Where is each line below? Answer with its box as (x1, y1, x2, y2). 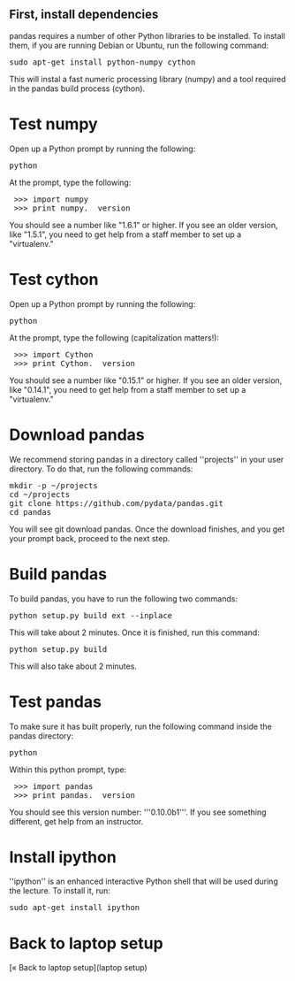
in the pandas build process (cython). (9, 83, 146, 94)
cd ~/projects (9, 489, 71, 499)
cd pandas (9, 507, 51, 517)
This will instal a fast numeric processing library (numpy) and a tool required (9, 73, 286, 84)
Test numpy (9, 114, 99, 134)
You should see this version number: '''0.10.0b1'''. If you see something (9, 807, 267, 817)
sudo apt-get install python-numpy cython (9, 57, 196, 67)
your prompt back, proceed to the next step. (9, 533, 170, 543)
